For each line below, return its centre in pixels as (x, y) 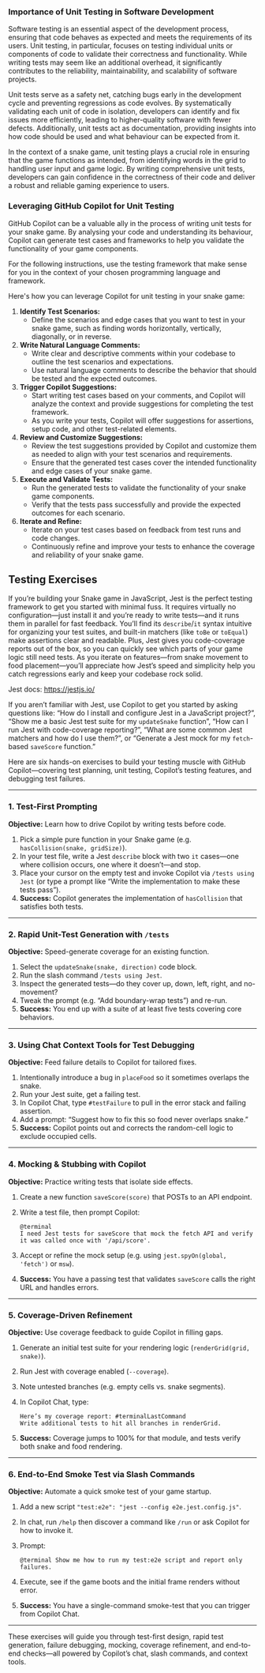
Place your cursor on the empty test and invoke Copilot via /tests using (137, 872)
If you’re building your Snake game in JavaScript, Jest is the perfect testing (131, 598)
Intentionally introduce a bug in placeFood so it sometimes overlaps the (134, 1078)
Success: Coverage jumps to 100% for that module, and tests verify (130, 1437)
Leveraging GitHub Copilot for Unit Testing (91, 206)
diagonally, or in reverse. (71, 336)
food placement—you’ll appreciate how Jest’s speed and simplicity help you (132, 665)
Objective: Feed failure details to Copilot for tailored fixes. (103, 1062)
